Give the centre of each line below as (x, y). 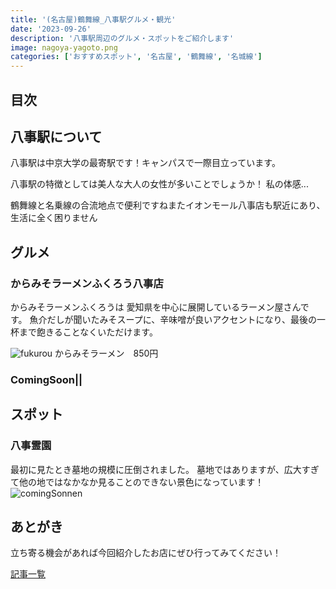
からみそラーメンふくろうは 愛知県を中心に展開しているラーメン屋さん (155, 307)
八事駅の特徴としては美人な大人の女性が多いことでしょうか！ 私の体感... (159, 184)
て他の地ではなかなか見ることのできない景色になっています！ (137, 482)
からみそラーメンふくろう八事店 (87, 283)
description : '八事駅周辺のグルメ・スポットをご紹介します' (122, 38)
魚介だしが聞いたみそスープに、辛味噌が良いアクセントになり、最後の (173, 320)
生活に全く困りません (54, 218)
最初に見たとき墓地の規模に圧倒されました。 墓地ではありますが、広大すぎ (165, 469)
